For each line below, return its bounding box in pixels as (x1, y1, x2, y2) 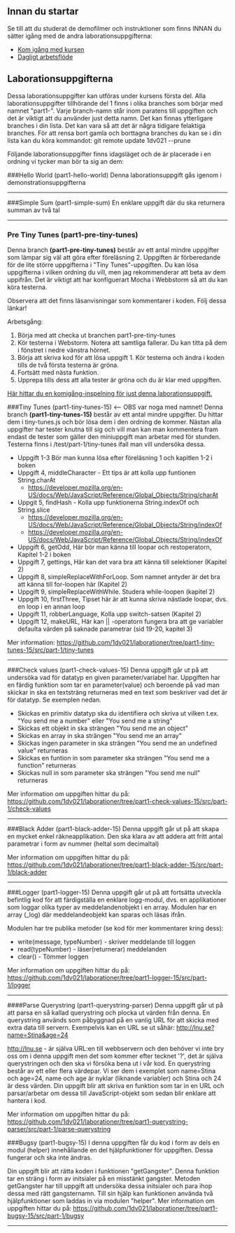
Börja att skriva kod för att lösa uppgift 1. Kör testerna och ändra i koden (17, 353, 225, 361)
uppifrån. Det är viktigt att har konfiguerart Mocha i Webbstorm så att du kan (7, 275, 228, 284)
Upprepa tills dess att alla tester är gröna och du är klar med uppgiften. (17, 375, 222, 384)
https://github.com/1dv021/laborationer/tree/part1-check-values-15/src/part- (7, 797, 228, 805)
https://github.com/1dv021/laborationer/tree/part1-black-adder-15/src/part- (7, 861, 224, 869)
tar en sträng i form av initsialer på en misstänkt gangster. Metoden (7, 1174, 201, 1183)
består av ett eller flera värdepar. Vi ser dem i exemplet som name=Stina (7, 1066, 216, 1075)
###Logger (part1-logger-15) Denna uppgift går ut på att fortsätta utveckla (7, 888, 222, 896)
